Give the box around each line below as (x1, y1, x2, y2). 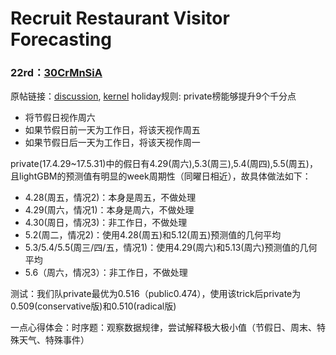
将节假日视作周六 (24, 112, 96, 124)
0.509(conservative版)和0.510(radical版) (10, 300, 177, 312)
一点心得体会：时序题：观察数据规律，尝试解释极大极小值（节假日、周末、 (10, 322, 317, 334)
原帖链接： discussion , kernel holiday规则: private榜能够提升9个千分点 (10, 90, 297, 102)
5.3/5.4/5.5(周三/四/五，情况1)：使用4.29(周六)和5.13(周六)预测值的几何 (24, 242, 318, 254)
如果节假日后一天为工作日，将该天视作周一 (24, 137, 201, 149)
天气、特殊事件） (18, 334, 90, 346)
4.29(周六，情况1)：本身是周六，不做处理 (24, 204, 195, 216)
